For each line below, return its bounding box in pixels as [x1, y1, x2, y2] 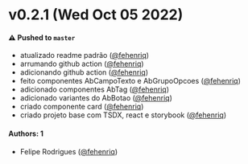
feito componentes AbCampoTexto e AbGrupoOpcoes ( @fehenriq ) [19, 76, 242, 86]
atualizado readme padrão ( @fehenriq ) [19, 51, 150, 60]
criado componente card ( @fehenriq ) [19, 102, 144, 112]
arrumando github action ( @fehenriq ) [19, 59, 144, 69]
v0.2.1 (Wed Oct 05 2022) [8, 6, 184, 24]
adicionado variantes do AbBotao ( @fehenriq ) [19, 93, 173, 103]
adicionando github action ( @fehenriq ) [19, 68, 149, 77]
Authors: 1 [8, 129, 44, 138]
